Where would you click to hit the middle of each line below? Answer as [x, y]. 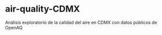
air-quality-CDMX [43, 9]
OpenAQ [14, 27]
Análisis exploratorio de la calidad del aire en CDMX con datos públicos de [81, 22]
